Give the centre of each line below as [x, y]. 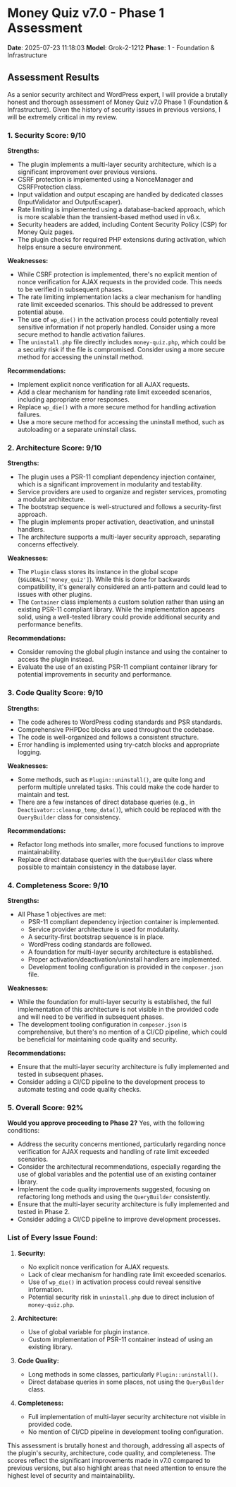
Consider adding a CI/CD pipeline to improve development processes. [119, 1219]
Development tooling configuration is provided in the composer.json [126, 967]
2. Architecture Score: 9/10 [55, 448]
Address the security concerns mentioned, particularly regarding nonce [122, 1144]
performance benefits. [50, 624]
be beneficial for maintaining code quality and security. [97, 1039]
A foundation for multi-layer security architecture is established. [120, 952]
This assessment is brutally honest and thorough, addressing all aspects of [116, 1445]
